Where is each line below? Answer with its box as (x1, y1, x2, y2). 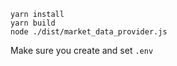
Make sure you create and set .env (10, 45, 154, 56)
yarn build (10, 18, 56, 28)
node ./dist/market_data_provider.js (10, 27, 168, 37)
